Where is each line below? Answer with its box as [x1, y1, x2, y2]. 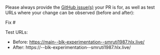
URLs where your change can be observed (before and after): [5, 10, 135, 16]
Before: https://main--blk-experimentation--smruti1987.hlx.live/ [12, 39, 145, 45]
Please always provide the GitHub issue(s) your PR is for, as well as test [5, 5, 155, 10]
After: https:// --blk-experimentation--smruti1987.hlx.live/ [12, 44, 131, 50]
